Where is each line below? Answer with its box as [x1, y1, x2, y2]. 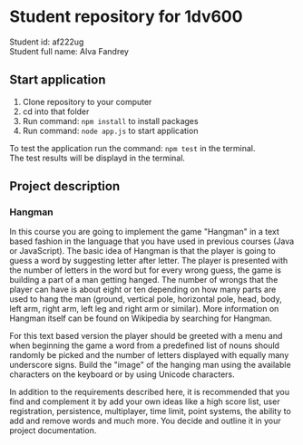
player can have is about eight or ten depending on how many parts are [9, 284, 277, 295]
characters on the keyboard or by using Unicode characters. [9, 369, 236, 380]
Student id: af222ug [9, 36, 84, 47]
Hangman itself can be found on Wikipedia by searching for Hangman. [9, 313, 272, 324]
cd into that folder [22, 106, 90, 117]
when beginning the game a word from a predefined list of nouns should [9, 340, 279, 351]
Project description [9, 179, 121, 194]
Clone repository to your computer [22, 96, 152, 107]
